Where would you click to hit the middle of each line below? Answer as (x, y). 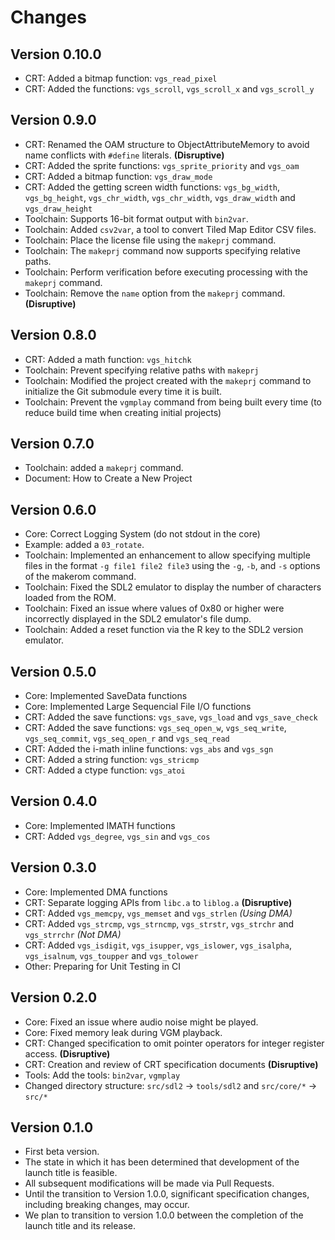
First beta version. (62, 1152)
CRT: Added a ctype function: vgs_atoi (105, 770)
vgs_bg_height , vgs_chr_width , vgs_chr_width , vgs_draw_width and (160, 197)
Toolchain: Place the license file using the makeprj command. (150, 240)
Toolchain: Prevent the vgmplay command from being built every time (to (173, 402)
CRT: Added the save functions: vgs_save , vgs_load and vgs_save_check (171, 717)
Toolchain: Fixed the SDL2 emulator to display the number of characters (173, 587)
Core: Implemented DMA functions (96, 892)
